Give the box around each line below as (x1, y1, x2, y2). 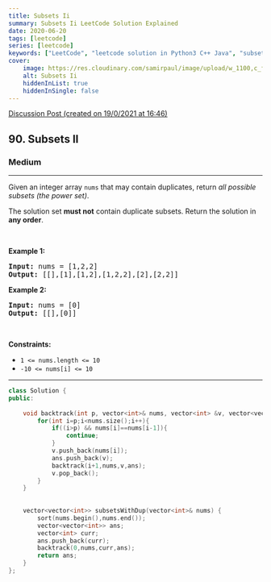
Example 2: (8, 285, 47, 295)
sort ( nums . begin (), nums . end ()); (37, 513, 147, 522)
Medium (8, 156, 42, 168)
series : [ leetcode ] (8, 42, 74, 50)
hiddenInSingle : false (23, 86, 99, 95)
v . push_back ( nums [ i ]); (51, 447, 128, 455)
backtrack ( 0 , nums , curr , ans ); (37, 544, 135, 552)
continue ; (65, 432, 99, 440)
